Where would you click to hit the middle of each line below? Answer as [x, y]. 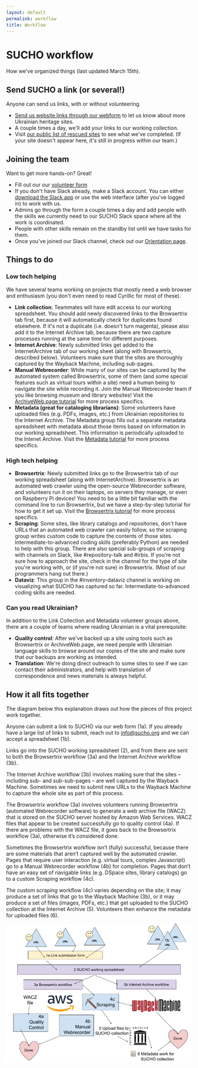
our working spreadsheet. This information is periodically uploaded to [99, 432]
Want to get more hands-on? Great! [49, 173]
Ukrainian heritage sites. [44, 122]
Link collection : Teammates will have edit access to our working [93, 307]
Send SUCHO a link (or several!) [65, 89]
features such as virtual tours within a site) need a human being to [95, 382]
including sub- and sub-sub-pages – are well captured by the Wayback [93, 781]
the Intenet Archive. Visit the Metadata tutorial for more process [92, 439]
